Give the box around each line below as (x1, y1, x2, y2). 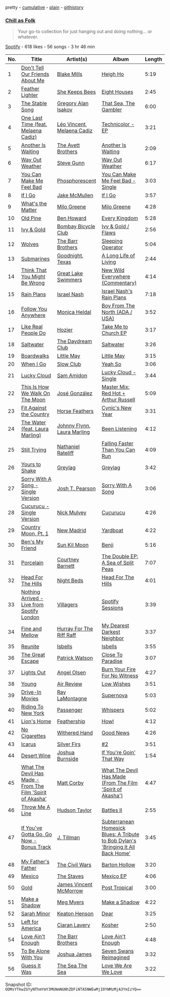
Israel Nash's (101, 288, 133, 295)
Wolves (21, 241, 39, 248)
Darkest (101, 628, 120, 636)
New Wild (101, 267, 125, 274)
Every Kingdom (101, 215, 138, 222)
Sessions (101, 604, 123, 611)
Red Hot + (101, 390, 125, 397)
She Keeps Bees (57, 88, 96, 95)
